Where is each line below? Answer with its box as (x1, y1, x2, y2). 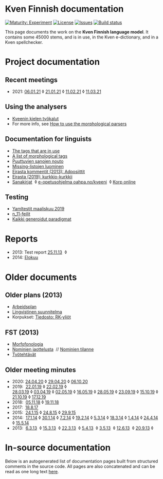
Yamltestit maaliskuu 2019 (12, 206, 65, 212)
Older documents (5, 272, 77, 283)
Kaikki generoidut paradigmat (12, 216, 72, 222)
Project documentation (5, 56, 100, 68)
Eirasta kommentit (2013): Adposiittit (12, 168, 85, 174)
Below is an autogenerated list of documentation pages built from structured (5, 458, 158, 464)
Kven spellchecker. (5, 39, 43, 45)
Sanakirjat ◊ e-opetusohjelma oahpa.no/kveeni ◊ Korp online (12, 179, 136, 184)
